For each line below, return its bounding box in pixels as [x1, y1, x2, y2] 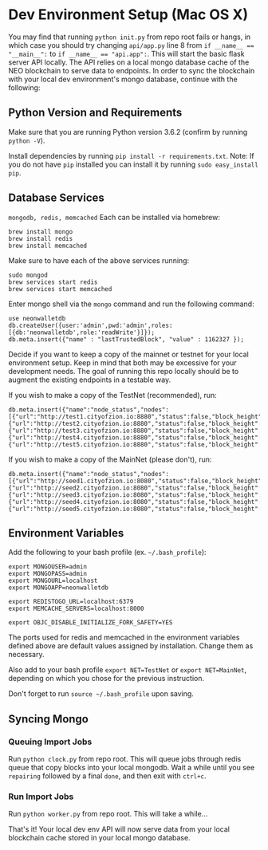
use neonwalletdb [8, 314, 66, 322]
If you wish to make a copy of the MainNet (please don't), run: [8, 455, 212, 464]
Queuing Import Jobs [8, 736, 93, 747]
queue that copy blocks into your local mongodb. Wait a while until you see [8, 763, 255, 773]
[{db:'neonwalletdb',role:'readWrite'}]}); [8, 329, 156, 336]
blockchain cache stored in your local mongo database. [8, 833, 191, 843]
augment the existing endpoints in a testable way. [8, 375, 171, 384]
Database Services [8, 191, 105, 205]
